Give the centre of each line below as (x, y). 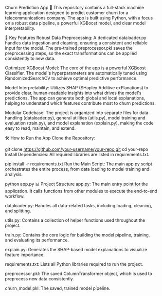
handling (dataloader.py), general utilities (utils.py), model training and (75, 118)
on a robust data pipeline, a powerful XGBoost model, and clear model (75, 23)
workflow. (15, 196)
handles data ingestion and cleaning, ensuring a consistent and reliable (76, 43)
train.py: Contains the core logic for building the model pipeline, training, (78, 235)
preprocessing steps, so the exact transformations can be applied (71, 53)
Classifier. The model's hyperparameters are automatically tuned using (76, 73)
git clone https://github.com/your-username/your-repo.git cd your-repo (77, 149)
